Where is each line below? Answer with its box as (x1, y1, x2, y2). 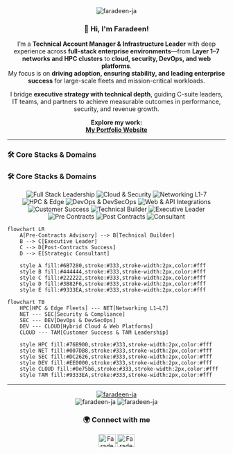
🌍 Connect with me (83, 415, 150, 425)
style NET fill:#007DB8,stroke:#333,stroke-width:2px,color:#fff (19, 347, 213, 354)
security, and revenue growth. (74, 105, 159, 113)
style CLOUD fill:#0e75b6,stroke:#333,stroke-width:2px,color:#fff (19, 365, 218, 372)
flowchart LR (7, 226, 45, 233)
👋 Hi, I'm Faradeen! (84, 24, 149, 33)
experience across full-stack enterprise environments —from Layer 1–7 (13, 47, 220, 56)
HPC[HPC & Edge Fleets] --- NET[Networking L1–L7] (19, 305, 169, 312)
